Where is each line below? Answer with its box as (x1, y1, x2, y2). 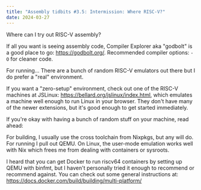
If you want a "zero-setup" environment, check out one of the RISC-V (6, 85, 179, 92)
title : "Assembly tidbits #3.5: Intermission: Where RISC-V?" (6, 8, 165, 15)
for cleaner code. (10, 55, 53, 62)
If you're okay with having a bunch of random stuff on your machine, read (6, 115, 189, 123)
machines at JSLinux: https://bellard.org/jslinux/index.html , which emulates (6, 91, 193, 98)
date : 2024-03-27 (6, 14, 50, 20)
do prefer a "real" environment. (6, 73, 84, 80)
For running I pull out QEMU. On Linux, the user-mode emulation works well (6, 140, 194, 147)
